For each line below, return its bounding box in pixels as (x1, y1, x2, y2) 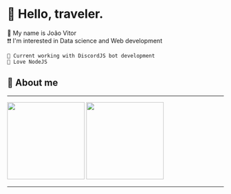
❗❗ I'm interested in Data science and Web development (7, 36, 163, 45)
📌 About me (7, 77, 58, 88)
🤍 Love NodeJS (7, 58, 48, 65)
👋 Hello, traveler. (7, 6, 104, 22)
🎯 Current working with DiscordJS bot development (7, 52, 155, 59)
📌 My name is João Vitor (7, 29, 77, 37)
